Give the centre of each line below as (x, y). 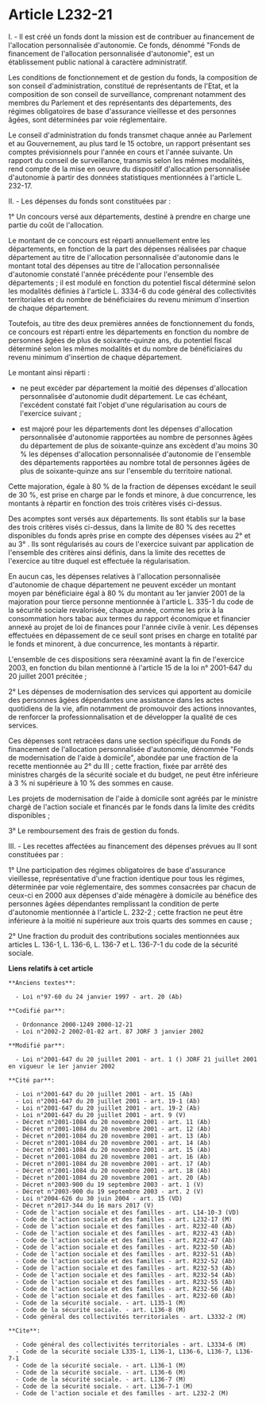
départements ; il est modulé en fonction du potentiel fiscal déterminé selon (132, 282)
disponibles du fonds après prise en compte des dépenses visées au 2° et (130, 535)
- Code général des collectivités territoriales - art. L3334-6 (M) (131, 1344)
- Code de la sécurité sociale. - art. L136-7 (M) (101, 1379)
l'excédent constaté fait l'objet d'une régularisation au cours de (123, 405)
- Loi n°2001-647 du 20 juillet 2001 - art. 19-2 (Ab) (108, 1108)
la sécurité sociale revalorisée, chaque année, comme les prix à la (116, 610)
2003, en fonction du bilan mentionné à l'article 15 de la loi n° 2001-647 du (130, 667)
